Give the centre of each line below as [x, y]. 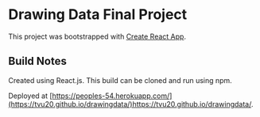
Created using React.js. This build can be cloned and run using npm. [120, 80]
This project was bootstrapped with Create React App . [97, 36]
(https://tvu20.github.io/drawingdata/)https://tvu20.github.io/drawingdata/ [130, 104]
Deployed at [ [31, 96]
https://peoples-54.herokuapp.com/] [112, 96]
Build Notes [38, 61]
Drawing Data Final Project [98, 15]
